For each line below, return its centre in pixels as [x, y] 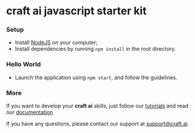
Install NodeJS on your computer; [56, 42]
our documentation [30, 112]
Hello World [24, 64]
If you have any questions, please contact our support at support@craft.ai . [98, 124]
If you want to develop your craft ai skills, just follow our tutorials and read [97, 106]
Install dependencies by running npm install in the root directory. [95, 49]
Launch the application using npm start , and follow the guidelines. [96, 77]
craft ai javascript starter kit [77, 11]
